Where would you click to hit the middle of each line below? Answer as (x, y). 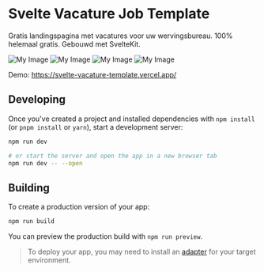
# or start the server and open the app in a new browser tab (113, 156)
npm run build (32, 221)
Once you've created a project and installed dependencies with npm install (132, 119)
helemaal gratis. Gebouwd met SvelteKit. (74, 43)
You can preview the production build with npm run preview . (106, 236)
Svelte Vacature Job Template (109, 14)
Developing (37, 100)
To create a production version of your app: (79, 207)
